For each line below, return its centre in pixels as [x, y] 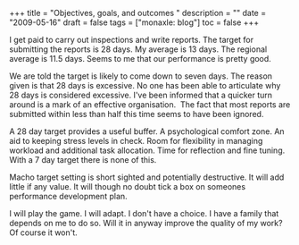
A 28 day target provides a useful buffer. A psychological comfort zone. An [147, 131]
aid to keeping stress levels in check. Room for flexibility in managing [136, 141]
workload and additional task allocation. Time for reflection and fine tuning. [147, 150]
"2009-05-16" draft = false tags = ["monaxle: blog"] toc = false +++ [134, 22]
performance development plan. [68, 196]
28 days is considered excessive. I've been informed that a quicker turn [141, 95]
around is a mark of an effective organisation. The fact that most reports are [150, 105]
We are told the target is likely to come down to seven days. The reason [141, 76]
